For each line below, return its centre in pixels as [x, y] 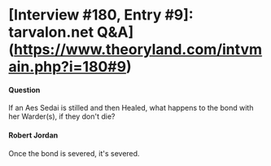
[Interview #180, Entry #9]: [101, 15]
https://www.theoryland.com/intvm [138, 50]
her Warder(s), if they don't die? [62, 116]
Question [24, 90]
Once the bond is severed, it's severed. [74, 153]
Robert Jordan [33, 135]
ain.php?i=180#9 [68, 67]
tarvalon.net [51, 32]
